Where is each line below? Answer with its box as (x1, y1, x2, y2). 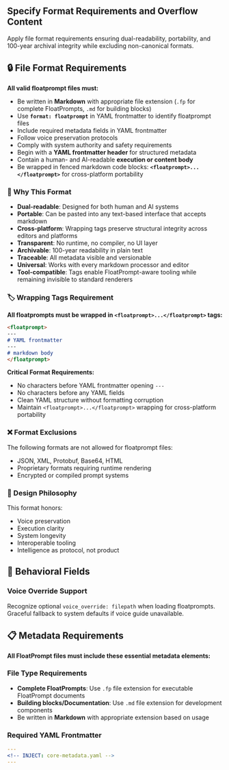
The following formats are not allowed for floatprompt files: (7, 443, 173, 451)
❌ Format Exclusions (7, 428, 77, 437)
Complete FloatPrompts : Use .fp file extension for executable (16, 684, 193, 692)
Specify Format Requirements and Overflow (7, 5, 198, 17)
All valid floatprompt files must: (7, 84, 99, 92)
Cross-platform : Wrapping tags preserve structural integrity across (16, 224, 208, 232)
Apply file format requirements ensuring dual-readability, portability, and (7, 34, 211, 42)
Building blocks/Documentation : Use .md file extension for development (16, 698, 222, 707)
